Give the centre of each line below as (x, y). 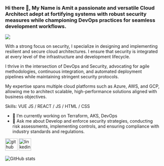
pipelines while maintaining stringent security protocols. (62, 77)
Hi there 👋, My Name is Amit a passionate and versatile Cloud (80, 8)
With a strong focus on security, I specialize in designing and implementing (82, 46)
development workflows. (36, 26)
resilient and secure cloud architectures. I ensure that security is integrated (82, 52)
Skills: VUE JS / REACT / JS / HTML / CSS (48, 106)
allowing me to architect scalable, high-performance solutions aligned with (81, 92)
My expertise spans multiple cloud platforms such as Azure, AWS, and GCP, (82, 86)
